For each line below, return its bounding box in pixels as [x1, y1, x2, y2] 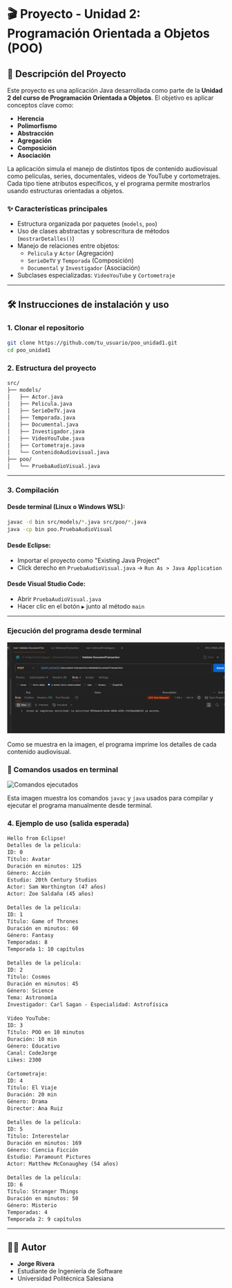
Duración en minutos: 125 [7, 863, 81, 870]
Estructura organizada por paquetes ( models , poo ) [17, 220, 157, 228]
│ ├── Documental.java [7, 421, 79, 429]
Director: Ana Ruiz [7, 1105, 64, 1112]
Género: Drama [7, 1098, 48, 1105]
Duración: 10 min [7, 1036, 57, 1043]
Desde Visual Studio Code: [7, 580, 86, 588]
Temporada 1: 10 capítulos [7, 946, 85, 953]
